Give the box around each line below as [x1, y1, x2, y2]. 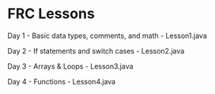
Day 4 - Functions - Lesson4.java [7, 77, 116, 86]
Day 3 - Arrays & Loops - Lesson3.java [7, 61, 134, 71]
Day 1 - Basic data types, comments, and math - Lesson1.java [7, 31, 207, 40]
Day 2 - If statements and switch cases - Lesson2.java [7, 46, 185, 55]
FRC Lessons [7, 5, 96, 23]
